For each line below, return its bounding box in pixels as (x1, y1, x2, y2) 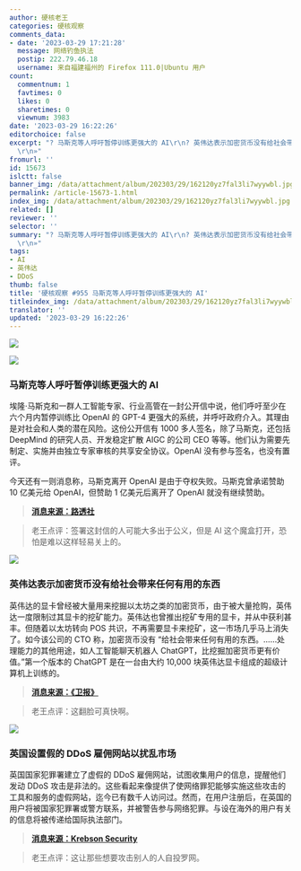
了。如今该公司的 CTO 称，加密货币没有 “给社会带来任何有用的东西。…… (9, 634, 278, 645)
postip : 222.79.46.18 (17, 55, 99, 64)
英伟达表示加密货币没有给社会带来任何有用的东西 (9, 578, 221, 591)
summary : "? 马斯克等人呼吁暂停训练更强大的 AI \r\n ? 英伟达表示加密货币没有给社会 (9, 230, 288, 239)
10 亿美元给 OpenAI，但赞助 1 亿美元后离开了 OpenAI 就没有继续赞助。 (9, 487, 271, 498)
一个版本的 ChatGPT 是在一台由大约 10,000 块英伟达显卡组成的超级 (32, 656, 280, 667)
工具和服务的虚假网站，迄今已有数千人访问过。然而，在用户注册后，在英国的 (9, 792, 292, 803)
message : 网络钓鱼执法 (17, 47, 94, 56)
